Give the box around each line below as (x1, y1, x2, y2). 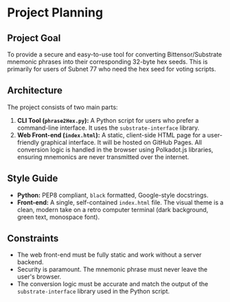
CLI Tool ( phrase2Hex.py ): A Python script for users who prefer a (16, 116, 199, 124)
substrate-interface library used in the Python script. (16, 287, 170, 296)
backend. (16, 258, 44, 266)
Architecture (7, 84, 63, 97)
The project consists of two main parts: (7, 103, 118, 111)
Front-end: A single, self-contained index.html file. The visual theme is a (16, 198, 224, 207)
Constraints (7, 233, 59, 244)
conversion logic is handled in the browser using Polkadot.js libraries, (16, 146, 214, 154)
